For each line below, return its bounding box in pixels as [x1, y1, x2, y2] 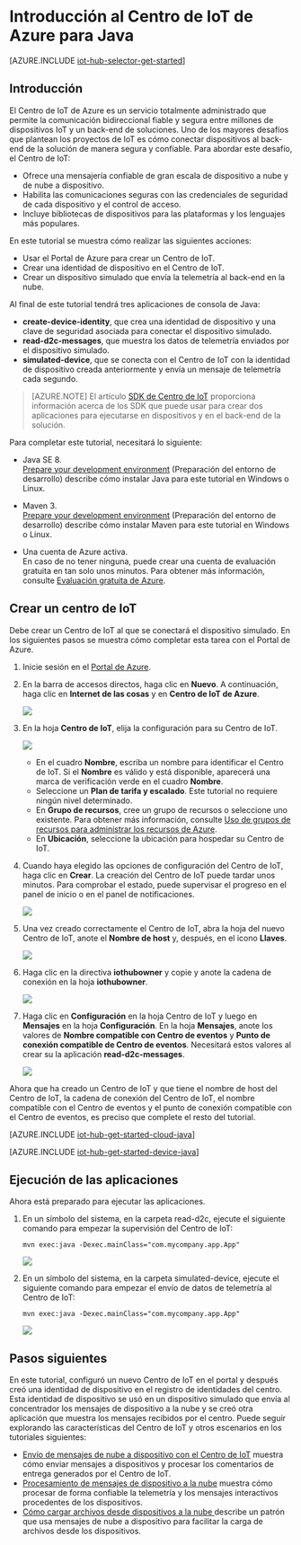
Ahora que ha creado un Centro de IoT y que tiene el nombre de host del [9, 1082, 279, 1093]
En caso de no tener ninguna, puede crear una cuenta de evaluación [22, 555, 276, 567]
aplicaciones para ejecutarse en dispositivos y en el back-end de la [31, 410, 281, 420]
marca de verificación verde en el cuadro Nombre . [35, 775, 224, 787]
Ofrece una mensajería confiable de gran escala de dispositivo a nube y [22, 170, 289, 181]
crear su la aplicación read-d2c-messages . [22, 1048, 185, 1059]
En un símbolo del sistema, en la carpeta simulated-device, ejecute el [22, 1273, 279, 1284]
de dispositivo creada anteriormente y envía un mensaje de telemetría [22, 364, 281, 375]
